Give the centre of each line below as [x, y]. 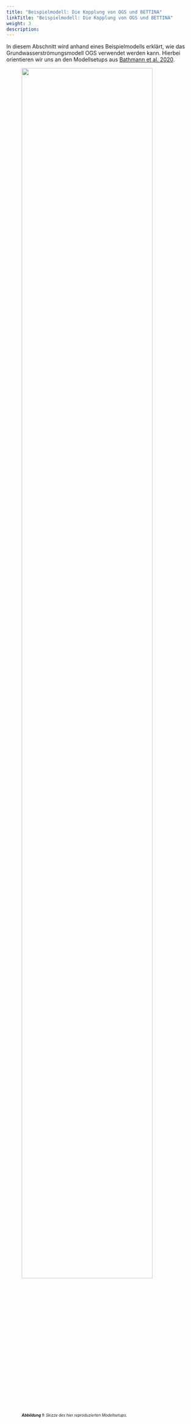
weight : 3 [19, 23]
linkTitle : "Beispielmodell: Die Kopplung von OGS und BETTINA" [90, 18]
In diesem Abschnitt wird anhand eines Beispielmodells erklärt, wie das [95, 47]
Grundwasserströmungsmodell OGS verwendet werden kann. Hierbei [93, 53]
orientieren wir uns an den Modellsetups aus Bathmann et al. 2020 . [91, 59]
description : [23, 29]
